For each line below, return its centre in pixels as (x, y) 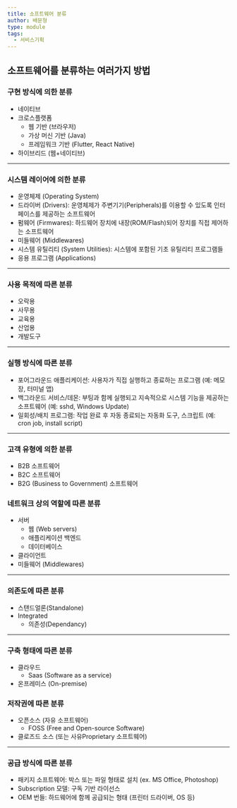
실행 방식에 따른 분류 (40, 363)
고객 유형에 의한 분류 (40, 449)
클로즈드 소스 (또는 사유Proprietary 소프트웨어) (82, 737)
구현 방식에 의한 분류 (40, 92)
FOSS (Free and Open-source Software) (86, 728)
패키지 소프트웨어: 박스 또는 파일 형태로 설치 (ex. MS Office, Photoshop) (118, 780)
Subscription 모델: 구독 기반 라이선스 (69, 789)
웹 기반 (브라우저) (52, 126)
